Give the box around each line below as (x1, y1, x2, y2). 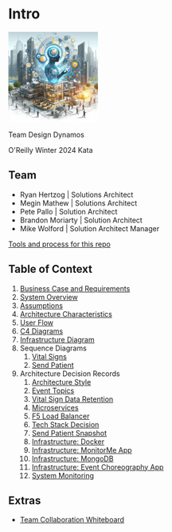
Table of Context (8, 262, 93, 276)
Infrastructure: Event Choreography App (31, 462, 164, 472)
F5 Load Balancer (31, 411, 90, 421)
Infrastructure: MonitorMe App (31, 445, 133, 454)
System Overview (19, 292, 78, 302)
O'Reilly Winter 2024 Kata (8, 145, 93, 154)
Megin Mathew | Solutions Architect (19, 198, 138, 208)
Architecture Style (31, 377, 92, 386)
